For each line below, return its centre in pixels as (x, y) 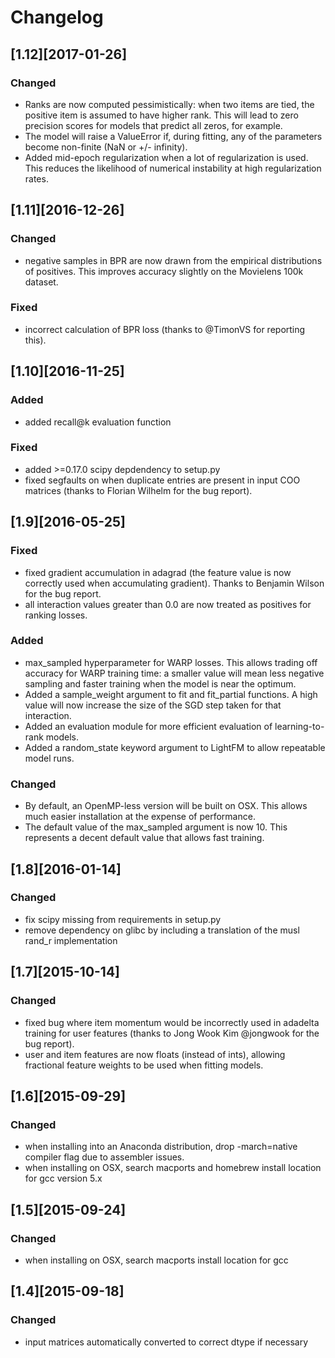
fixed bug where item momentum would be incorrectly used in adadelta (172, 1022)
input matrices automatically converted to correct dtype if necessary (166, 1342)
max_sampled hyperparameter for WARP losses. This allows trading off (171, 662)
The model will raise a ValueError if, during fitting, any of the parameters (173, 136)
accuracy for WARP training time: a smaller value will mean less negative (174, 673)
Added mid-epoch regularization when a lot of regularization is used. (166, 157)
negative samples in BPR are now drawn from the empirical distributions (173, 260)
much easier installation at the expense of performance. (140, 817)
